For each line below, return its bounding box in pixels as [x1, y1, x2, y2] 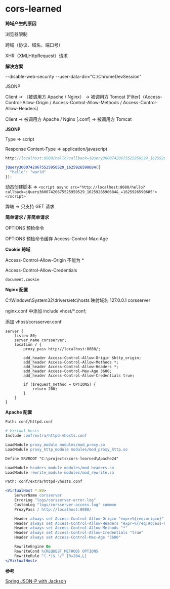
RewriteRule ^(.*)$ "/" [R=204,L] [14, 553, 87, 559]
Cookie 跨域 [5, 246, 31, 253]
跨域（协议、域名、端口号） [5, 41, 63, 48]
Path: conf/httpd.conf [5, 419, 53, 425]
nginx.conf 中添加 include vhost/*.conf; [5, 308, 87, 314]
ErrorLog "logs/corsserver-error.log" [14, 497, 96, 503]
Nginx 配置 [5, 287, 28, 293]
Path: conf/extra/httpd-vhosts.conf [5, 479, 82, 484]
